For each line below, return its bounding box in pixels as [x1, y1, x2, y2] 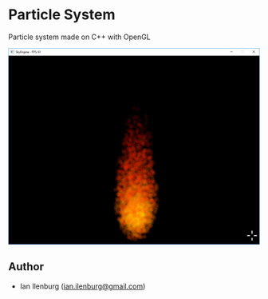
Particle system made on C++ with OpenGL [8, 32, 152, 42]
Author [8, 260, 44, 273]
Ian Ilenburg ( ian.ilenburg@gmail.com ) [19, 281, 146, 291]
